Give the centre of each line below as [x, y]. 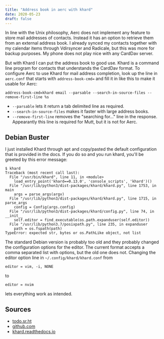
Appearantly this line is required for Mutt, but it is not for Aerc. [75, 122]
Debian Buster [27, 137]
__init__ [14, 216]
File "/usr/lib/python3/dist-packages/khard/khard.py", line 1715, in [83, 199]
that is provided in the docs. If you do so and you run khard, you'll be [74, 155]
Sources [18, 309]
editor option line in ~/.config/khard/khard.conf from [59, 258]
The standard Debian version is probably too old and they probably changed [82, 242]
